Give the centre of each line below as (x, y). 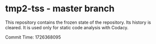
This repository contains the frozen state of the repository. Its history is (78, 22)
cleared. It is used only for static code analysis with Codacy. (67, 27)
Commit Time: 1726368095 (33, 37)
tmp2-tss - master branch (60, 9)
